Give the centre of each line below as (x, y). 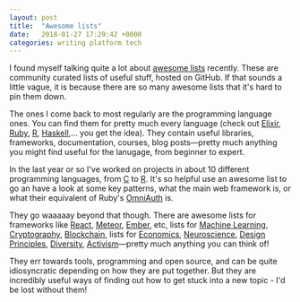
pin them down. (38, 97)
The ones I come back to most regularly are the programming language (141, 114)
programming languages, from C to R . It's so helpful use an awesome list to (148, 179)
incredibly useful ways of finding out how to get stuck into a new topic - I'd (147, 280)
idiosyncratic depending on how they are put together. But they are (133, 271)
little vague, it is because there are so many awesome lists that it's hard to (146, 87)
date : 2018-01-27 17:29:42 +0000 (76, 34)
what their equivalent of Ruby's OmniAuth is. (91, 198)
